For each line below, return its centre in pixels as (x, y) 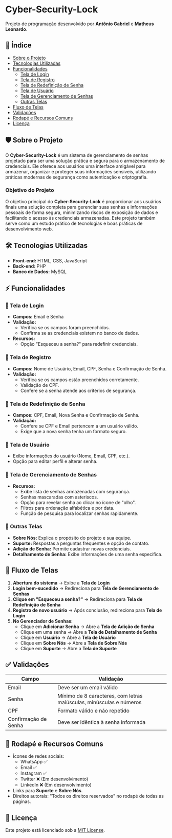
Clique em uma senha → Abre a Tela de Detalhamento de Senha (89, 632)
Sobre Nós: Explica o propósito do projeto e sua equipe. (72, 538)
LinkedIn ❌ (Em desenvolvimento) (56, 785)
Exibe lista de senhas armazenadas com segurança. (75, 491)
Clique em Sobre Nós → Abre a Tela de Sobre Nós (74, 643)
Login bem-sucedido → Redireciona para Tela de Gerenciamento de (86, 588)
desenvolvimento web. (29, 229)
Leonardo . (16, 29)
